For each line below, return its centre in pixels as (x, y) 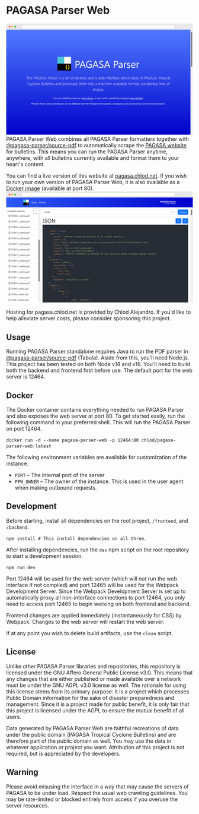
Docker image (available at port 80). (50, 188)
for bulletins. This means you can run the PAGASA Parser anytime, (87, 152)
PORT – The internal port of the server (60, 475)
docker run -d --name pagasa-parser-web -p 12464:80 (73, 440)
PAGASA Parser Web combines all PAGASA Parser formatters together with (98, 139)
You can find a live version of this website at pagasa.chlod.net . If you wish (97, 176)
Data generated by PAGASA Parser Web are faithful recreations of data (92, 728)
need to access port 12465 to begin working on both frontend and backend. (99, 604)
